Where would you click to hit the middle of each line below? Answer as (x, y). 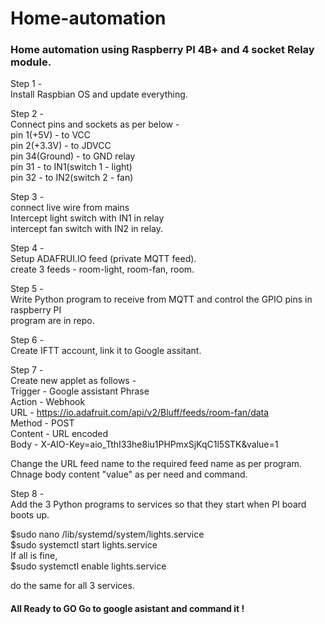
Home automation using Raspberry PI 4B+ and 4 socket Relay (162, 50)
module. (31, 62)
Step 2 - (27, 114)
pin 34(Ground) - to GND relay (73, 156)
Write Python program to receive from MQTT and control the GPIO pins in (161, 299)
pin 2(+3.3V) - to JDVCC (61, 146)
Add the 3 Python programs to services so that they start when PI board (158, 504)
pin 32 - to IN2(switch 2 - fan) (72, 178)
